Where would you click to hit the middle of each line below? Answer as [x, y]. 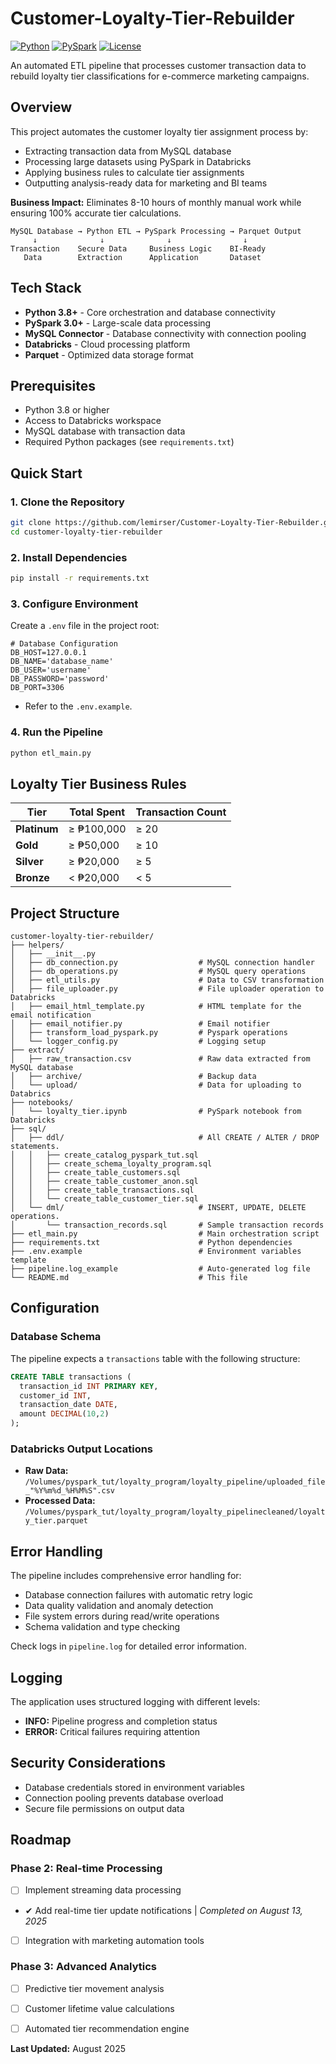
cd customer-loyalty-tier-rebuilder [86, 532]
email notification [51, 1015]
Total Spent [97, 812]
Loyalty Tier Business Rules [98, 783]
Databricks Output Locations [82, 1449]
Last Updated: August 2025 [68, 2049]
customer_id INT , [55, 1395]
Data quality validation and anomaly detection [119, 1606]
